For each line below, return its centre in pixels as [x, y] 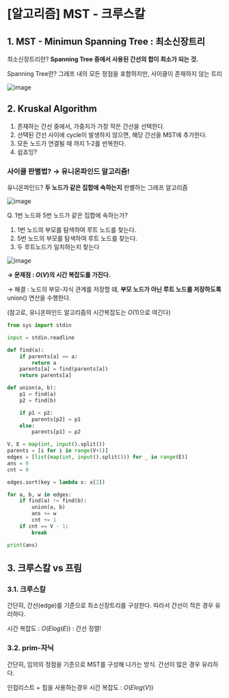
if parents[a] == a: [49, 357]
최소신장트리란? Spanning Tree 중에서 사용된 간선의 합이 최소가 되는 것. [103, 59]
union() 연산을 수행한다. [39, 298]
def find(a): [26, 350]
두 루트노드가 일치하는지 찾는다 [58, 247]
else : [27, 426]
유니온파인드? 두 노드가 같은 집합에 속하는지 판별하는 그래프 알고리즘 [97, 188]
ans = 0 [18, 463]
